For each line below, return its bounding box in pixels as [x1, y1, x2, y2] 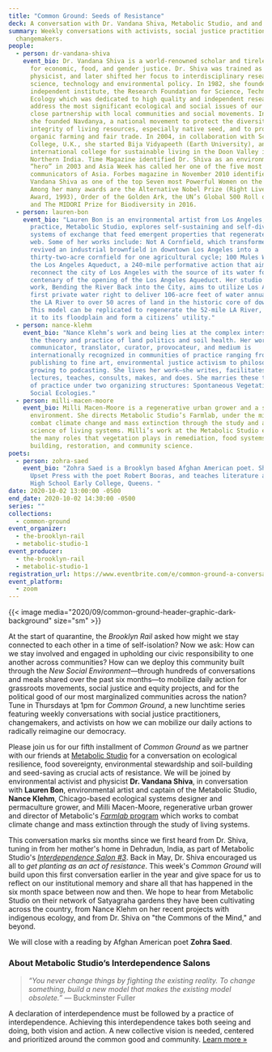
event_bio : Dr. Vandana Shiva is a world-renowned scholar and [23, 58, 241, 66]
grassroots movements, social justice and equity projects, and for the [8, 683, 240, 693]
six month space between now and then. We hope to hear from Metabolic [8, 887, 253, 897]
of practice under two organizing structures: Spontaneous [29, 381, 233, 389]
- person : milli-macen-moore [15, 397, 114, 405]
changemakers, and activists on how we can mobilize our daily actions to [8, 718, 253, 728]
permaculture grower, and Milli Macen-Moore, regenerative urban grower [8, 802, 253, 812]
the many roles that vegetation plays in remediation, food [29, 434, 237, 442]
